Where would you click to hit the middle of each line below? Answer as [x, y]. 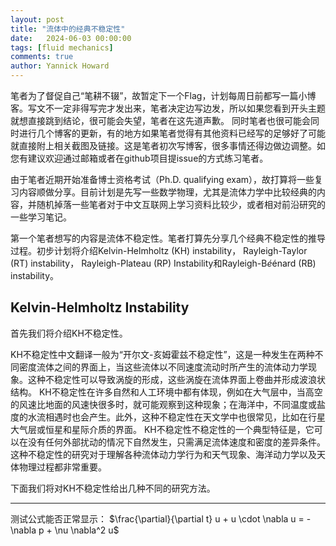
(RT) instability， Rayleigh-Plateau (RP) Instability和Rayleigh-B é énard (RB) [163, 263]
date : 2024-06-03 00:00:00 [71, 38]
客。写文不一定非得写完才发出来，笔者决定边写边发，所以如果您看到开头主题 [168, 108]
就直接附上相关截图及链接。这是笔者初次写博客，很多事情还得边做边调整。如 [168, 145]
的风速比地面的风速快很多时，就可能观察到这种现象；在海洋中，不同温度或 [163, 404]
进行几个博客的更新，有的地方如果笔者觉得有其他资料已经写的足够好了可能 [172, 133]
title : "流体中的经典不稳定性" [68, 29]
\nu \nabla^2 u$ [87, 530]
